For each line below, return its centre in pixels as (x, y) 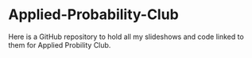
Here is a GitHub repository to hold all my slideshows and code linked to (126, 37)
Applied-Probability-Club (93, 15)
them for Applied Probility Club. (60, 44)
